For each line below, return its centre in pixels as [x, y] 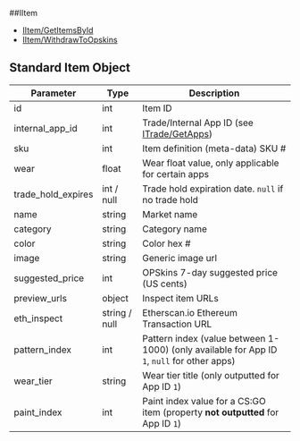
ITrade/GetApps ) [177, 133]
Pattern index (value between [204, 338]
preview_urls [40, 298]
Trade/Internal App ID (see [198, 123]
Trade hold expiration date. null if [213, 189]
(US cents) [165, 284]
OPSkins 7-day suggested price [210, 272]
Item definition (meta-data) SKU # [214, 148]
